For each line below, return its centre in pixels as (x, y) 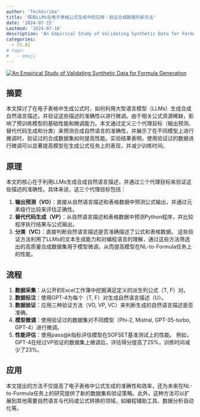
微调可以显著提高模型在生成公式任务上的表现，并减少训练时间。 (89, 146)
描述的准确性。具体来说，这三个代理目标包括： (68, 189)
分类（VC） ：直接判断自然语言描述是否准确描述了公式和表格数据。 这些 (101, 232)
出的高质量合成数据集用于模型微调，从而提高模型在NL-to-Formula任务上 (103, 247)
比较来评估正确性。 (54, 210)
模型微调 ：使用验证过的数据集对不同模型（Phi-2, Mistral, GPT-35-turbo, (103, 320)
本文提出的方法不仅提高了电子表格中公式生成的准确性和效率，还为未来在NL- (99, 385)
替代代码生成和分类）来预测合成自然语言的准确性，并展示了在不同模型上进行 (100, 131)
